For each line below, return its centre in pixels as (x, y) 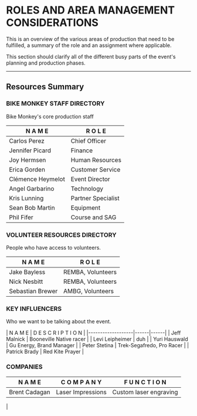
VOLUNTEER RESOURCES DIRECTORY (62, 234)
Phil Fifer (21, 217)
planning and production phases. (46, 63)
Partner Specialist (95, 198)
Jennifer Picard (30, 150)
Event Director (90, 179)
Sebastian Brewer (33, 291)
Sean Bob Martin (32, 207)
